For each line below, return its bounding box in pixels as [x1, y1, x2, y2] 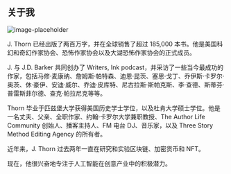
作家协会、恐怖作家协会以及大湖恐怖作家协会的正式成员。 [31, 48, 196, 57]
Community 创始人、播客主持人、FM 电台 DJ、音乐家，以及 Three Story [7, 121, 214, 130]
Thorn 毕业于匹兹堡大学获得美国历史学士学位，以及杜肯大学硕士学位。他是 [7, 103, 221, 112]
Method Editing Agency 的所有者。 [7, 130, 106, 138]
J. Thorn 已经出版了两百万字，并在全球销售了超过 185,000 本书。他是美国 [7, 40, 217, 48]
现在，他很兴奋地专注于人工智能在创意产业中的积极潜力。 [7, 159, 171, 168]
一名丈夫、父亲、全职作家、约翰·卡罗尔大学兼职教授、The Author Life [7, 112, 206, 121]
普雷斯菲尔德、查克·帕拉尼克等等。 [7, 89, 107, 97]
